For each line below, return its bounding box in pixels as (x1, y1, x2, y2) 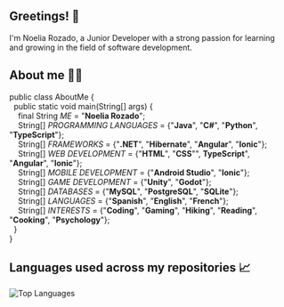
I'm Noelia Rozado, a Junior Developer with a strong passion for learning (9, 32, 276, 43)
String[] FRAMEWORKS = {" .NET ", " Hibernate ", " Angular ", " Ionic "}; (17, 139, 268, 149)
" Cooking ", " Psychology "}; (9, 214, 110, 225)
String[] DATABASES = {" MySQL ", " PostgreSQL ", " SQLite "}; (17, 186, 239, 197)
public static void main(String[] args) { (12, 101, 153, 111)
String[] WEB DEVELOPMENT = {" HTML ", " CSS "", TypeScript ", (17, 148, 251, 158)
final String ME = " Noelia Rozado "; (17, 110, 145, 121)
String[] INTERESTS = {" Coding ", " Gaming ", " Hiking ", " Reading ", (17, 205, 258, 215)
